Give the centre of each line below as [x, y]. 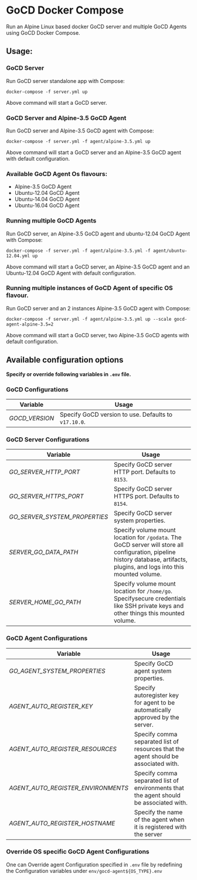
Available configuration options [65, 360]
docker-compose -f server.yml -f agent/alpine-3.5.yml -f [78, 251]
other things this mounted [149, 613]
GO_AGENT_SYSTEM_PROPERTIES [57, 670]
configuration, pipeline [145, 552]
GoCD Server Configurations [48, 439]
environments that [159, 788]
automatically [152, 710]
